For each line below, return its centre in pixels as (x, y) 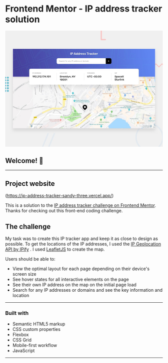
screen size (24, 274)
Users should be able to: (30, 259)
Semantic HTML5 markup (39, 324)
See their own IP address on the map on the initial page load (74, 285)
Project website (30, 184)
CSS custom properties (36, 329)
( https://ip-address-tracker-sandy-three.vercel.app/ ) (59, 196)
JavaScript (23, 351)
